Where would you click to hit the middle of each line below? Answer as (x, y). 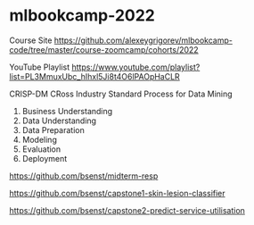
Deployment (45, 158)
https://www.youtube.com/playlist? (135, 67)
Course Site (31, 40)
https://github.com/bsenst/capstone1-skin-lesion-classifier (117, 193)
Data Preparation (53, 129)
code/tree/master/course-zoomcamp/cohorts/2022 (104, 49)
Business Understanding (67, 111)
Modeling (40, 139)
